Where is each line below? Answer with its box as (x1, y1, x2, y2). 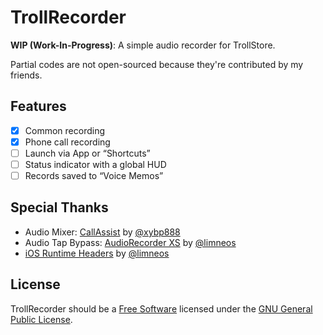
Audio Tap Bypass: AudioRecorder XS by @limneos (24, 236, 237, 248)
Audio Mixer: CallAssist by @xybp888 (24, 226, 181, 238)
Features (10, 98, 67, 115)
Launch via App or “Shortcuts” (24, 147, 151, 159)
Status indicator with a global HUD (24, 158, 167, 170)
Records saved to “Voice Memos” (24, 170, 164, 181)
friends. (10, 69, 43, 81)
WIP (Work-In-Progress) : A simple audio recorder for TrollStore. (10, 39, 276, 51)
